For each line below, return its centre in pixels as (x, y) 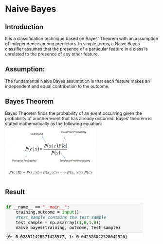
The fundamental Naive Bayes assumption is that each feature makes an (78, 81)
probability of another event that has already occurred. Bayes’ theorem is (78, 118)
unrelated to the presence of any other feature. (52, 54)
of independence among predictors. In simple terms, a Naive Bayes (72, 44)
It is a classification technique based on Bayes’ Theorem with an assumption (82, 38)
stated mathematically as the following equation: (54, 123)
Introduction (24, 27)
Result (15, 192)
